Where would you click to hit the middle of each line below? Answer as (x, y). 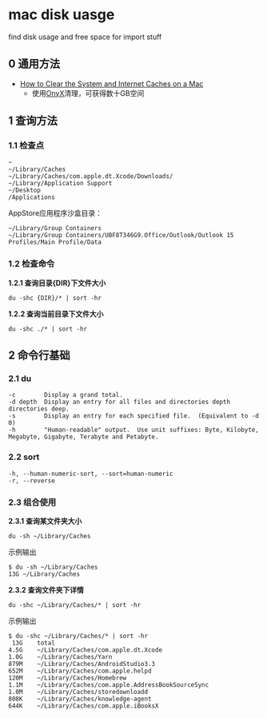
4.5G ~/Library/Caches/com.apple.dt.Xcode (85, 650)
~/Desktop (25, 190)
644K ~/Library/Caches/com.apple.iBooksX (84, 706)
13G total (34, 643)
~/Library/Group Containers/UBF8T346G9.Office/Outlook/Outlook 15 (121, 236)
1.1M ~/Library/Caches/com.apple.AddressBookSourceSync (109, 685)
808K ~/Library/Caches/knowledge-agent (80, 699)
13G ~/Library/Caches (44, 574)
